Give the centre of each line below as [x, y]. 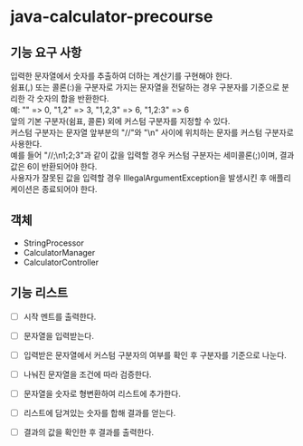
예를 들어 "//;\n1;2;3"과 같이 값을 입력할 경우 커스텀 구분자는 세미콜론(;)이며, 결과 [152, 155]
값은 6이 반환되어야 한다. [54, 166]
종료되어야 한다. [69, 189]
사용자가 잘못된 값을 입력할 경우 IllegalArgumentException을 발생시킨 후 [139, 178]
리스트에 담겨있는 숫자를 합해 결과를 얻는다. [99, 412]
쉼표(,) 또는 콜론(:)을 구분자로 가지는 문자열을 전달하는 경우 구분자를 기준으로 [145, 87]
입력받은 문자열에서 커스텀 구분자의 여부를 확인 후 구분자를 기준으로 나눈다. [155, 354]
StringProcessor [53, 243]
